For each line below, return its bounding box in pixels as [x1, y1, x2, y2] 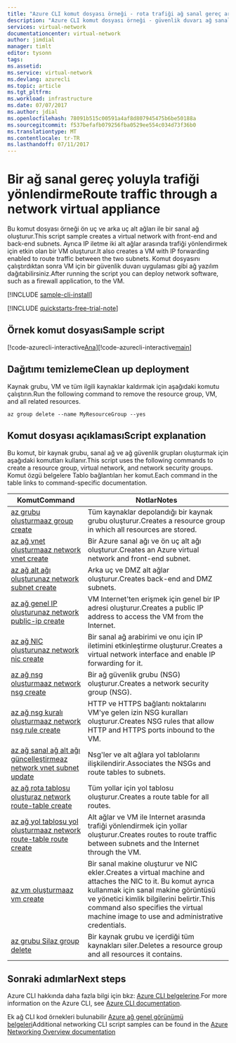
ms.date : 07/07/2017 [7, 102, 68, 109]
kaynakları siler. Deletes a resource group [87, 940, 223, 950]
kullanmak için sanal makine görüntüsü [87, 885, 216, 895]
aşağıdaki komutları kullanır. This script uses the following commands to [7, 456, 214, 464]
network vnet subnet [11, 762, 79, 772]
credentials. [87, 920, 126, 930]
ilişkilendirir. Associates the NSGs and [87, 758, 211, 768]
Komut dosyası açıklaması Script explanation [7, 430, 206, 442]
